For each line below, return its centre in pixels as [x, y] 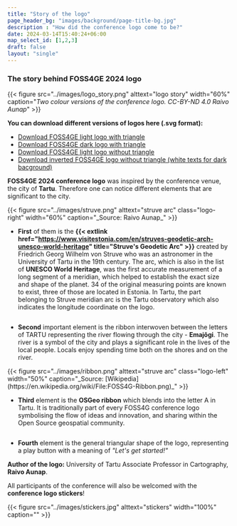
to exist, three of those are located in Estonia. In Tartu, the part [109, 292]
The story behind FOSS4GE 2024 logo [75, 78]
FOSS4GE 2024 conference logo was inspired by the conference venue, [115, 181]
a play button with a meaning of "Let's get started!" [93, 450]
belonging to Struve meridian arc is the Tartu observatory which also [118, 299]
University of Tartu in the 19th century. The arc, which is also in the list [121, 262]
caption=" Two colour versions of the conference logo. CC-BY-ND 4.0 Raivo [118, 102]
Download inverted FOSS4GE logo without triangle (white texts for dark [122, 160]
